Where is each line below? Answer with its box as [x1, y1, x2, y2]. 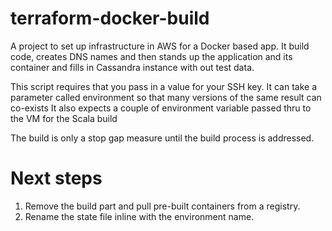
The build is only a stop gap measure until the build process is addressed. [10, 132, 315, 144]
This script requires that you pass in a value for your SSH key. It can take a [10, 80, 317, 92]
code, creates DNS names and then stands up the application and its [10, 50, 293, 62]
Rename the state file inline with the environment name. [24, 210, 255, 222]
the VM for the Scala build [10, 112, 118, 124]
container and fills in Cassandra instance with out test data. [10, 61, 255, 73]
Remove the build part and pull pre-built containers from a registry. [24, 200, 301, 212]
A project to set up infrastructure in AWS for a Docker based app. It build [10, 40, 310, 52]
